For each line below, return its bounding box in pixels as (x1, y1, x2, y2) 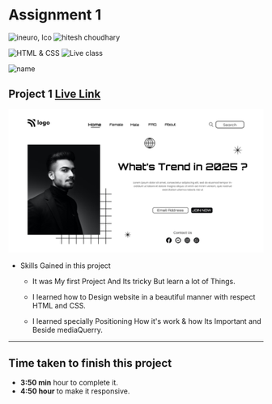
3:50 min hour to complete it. (19, 378, 119, 388)
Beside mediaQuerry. (32, 325, 104, 335)
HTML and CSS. (32, 301, 87, 311)
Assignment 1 (8, 6, 102, 24)
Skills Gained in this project (19, 261, 111, 270)
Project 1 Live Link (8, 87, 101, 101)
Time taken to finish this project (8, 356, 172, 370)
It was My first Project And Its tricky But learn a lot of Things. (32, 277, 236, 287)
